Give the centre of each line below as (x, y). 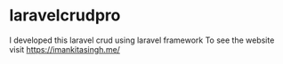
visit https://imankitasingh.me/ (65, 49)
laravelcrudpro (65, 16)
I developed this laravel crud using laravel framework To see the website (142, 40)
